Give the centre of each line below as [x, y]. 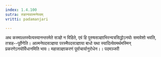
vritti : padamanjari [27, 19]
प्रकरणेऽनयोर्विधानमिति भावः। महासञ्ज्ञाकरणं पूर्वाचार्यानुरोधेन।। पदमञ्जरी [62, 49]
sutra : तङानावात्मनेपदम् [24, 14]
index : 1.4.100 [21, 10]
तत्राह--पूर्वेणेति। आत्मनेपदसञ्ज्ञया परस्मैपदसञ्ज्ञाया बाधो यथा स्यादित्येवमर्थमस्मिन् [68, 43]
